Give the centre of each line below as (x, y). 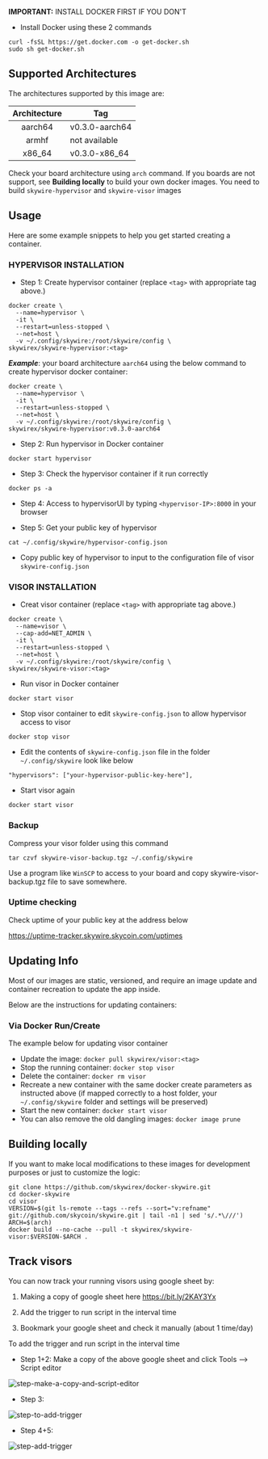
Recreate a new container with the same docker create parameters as (136, 1084)
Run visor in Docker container (69, 684)
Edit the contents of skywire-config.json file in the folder (115, 752)
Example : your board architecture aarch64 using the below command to (127, 363)
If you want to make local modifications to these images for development (129, 1163)
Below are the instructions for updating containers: (93, 1004)
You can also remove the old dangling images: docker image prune (130, 1119)
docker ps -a (30, 488)
